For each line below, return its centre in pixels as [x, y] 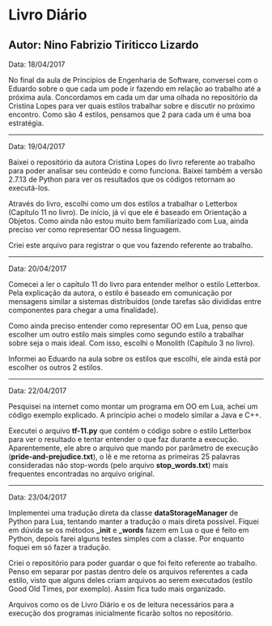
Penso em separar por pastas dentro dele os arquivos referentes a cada [128, 572]
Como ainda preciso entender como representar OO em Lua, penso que [128, 326]
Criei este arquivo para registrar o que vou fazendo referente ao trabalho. [131, 245]
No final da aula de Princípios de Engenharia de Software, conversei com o [133, 80]
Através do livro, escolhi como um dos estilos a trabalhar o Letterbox [123, 204]
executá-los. [29, 188]
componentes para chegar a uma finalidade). [83, 310]
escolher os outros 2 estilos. [55, 367]
